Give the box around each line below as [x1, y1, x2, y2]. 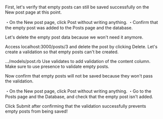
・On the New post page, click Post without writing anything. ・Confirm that [5, 20, 158, 25]
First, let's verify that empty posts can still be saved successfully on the [5, 4, 149, 10]
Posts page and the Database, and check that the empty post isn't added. [5, 94, 153, 99]
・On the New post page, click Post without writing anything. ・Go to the [5, 88, 152, 94]
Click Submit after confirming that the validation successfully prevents [5, 103, 146, 109]
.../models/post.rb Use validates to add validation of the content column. [5, 59, 151, 64]
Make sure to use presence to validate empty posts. [5, 63, 110, 69]
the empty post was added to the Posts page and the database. [5, 25, 133, 31]
